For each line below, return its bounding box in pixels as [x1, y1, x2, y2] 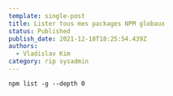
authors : [8, 42, 38, 50]
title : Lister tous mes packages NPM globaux [8, 20, 165, 28]
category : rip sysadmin [8, 58, 89, 66]
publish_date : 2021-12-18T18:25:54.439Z [8, 34, 148, 43]
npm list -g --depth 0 [8, 79, 85, 88]
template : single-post [8, 11, 85, 20]
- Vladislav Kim [15, 50, 71, 58]
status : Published [8, 27, 71, 35]
